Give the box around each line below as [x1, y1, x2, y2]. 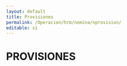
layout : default [6, 8, 46, 15]
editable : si [6, 25, 38, 31]
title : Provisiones [6, 14, 54, 20]
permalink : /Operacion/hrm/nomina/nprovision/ [6, 19, 122, 25]
